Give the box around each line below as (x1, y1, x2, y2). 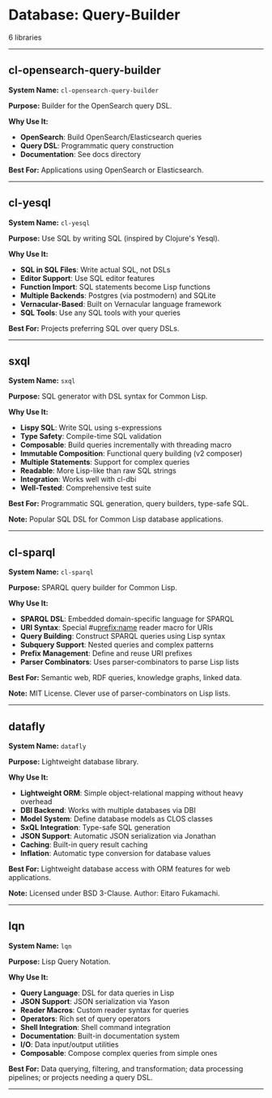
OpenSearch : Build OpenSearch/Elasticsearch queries (19, 132, 202, 142)
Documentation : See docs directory (19, 149, 142, 159)
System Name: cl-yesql (8, 217, 91, 228)
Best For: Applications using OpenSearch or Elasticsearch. (8, 164, 204, 175)
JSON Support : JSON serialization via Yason (19, 996, 170, 1006)
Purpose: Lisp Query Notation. (8, 956, 111, 966)
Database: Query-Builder (8, 6, 181, 24)
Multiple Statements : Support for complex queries (19, 457, 190, 467)
